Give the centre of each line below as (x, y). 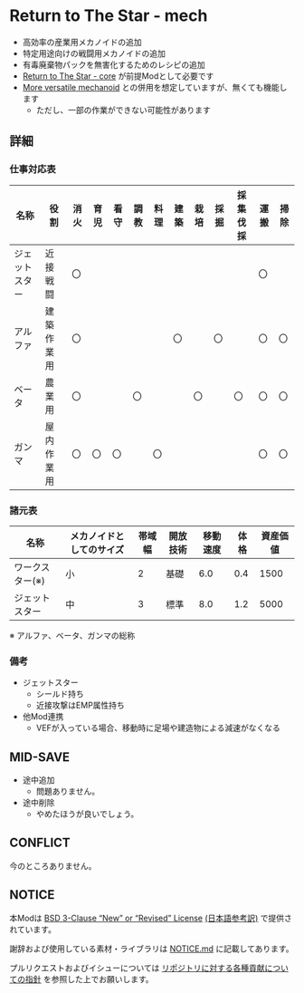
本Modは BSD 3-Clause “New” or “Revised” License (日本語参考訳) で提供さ (151, 918)
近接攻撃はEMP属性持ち (80, 705)
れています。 (33, 929)
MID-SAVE (40, 757)
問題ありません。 (68, 791)
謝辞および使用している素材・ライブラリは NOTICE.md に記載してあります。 (152, 949)
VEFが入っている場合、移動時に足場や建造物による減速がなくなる (158, 728)
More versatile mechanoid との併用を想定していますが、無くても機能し (155, 87)
